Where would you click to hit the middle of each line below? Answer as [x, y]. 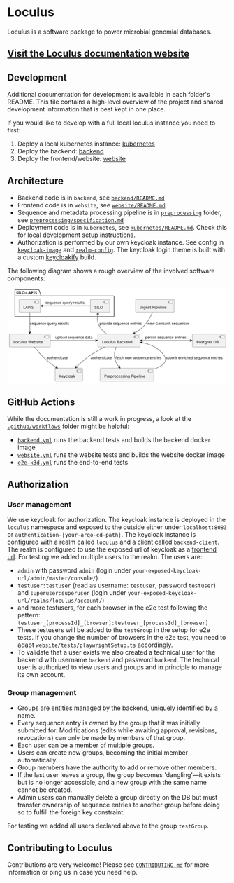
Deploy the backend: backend [60, 151]
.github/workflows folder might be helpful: [68, 426]
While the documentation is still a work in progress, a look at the [100, 419]
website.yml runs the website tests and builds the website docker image [121, 455]
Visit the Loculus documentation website [98, 54]
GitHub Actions [41, 402]
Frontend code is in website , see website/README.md [91, 205]
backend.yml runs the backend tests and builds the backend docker [114, 440]
